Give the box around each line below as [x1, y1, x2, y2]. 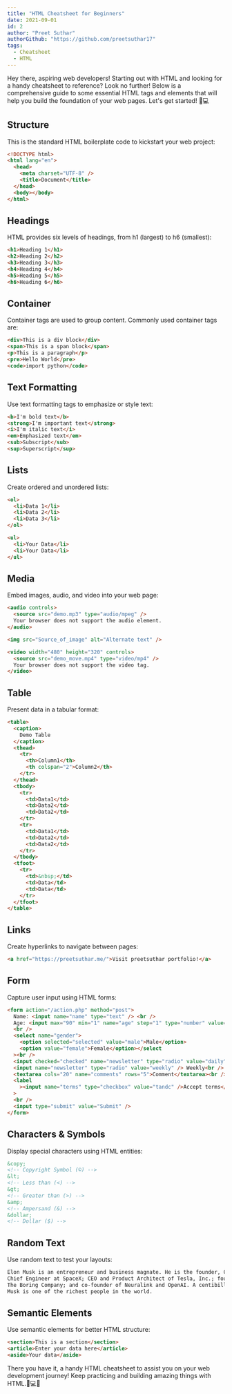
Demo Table [19, 732, 51, 738]
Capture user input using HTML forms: [7, 993, 117, 1002]
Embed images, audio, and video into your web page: [7, 591, 159, 600]
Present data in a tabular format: [7, 705, 99, 714]
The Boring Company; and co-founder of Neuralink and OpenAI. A [7, 1281, 196, 1288]
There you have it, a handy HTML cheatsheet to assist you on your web [7, 1364, 211, 1372]
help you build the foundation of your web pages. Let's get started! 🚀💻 [7, 96, 209, 104]
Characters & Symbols [7, 1129, 106, 1140]
